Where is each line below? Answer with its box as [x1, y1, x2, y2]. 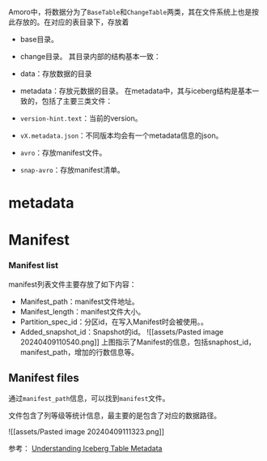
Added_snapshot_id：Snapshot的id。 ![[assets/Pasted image [19, 327, 224, 336]
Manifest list [8, 260, 59, 271]
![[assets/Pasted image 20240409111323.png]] [8, 427, 164, 437]
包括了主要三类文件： [41, 96, 113, 105]
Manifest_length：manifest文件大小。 [19, 306, 146, 316]
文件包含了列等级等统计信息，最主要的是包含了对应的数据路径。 [8, 411, 221, 420]
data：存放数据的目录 [19, 69, 92, 79]
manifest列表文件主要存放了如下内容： [8, 279, 137, 289]
